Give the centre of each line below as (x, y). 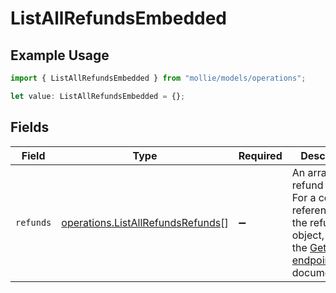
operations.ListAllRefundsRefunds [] (145, 222)
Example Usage (60, 55)
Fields (30, 127)
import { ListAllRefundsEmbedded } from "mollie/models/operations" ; (158, 78)
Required (260, 155)
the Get (309, 247)
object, (308, 235)
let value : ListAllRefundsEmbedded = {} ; (98, 96)
